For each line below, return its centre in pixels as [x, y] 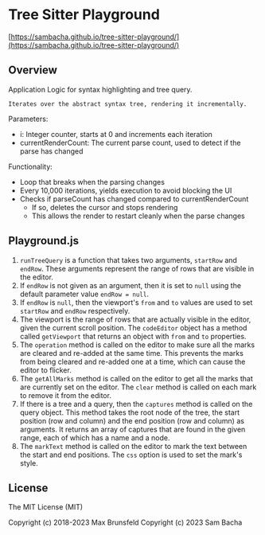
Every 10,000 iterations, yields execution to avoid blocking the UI [126, 190]
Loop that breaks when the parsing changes [92, 182]
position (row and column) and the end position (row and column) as [132, 420]
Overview [33, 70]
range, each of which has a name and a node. [95, 437]
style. [29, 463]
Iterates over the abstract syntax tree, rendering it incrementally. [128, 104]
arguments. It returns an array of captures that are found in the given [132, 429]
